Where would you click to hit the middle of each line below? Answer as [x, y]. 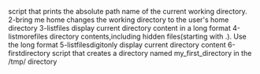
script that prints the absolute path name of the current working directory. [128, 11]
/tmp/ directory [33, 61]
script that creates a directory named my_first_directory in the [152, 53]
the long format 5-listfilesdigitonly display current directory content [117, 45]
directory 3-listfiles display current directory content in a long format [119, 28]
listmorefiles [28, 36]
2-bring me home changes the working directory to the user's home [119, 20]
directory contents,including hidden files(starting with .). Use [148, 36]
